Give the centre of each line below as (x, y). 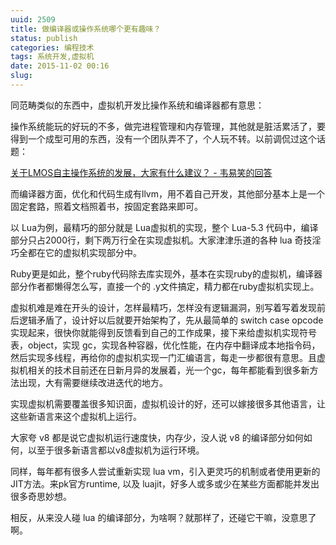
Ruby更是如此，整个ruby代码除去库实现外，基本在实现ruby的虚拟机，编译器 (166, 273)
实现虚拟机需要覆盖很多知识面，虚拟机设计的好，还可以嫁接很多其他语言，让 (168, 403)
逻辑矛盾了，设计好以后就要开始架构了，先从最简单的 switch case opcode (171, 320)
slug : (21, 76)
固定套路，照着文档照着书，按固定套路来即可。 (106, 206)
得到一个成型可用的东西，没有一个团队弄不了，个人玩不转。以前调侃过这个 (163, 138)
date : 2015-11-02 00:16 (60, 66)
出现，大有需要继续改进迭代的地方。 (93, 382)
